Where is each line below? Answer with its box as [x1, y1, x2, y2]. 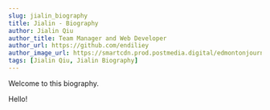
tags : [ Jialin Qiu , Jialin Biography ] [8, 57, 138, 65]
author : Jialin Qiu [8, 26, 74, 35]
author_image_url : [8, 49, 70, 57]
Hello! [8, 94, 28, 104]
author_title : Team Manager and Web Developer [8, 34, 167, 43]
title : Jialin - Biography [8, 19, 99, 27]
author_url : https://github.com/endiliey [8, 42, 149, 50]
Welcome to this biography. [8, 78, 99, 88]
